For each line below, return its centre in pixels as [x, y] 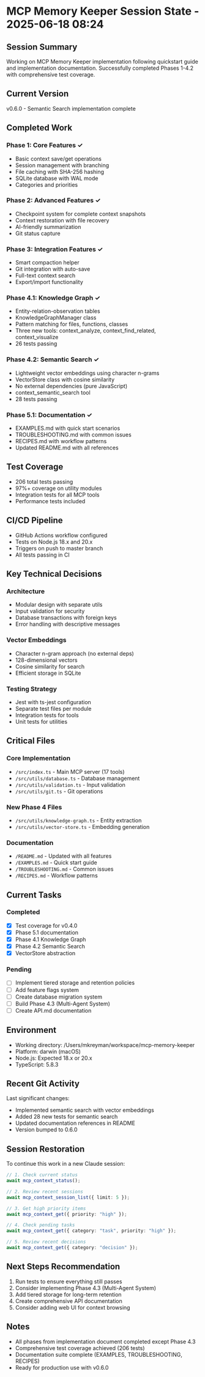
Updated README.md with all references [67, 448]
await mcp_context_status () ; [43, 1181]
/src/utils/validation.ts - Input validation [70, 784]
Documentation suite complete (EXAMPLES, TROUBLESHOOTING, [99, 1354]
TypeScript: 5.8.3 [37, 1064]
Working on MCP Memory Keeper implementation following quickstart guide [102, 62]
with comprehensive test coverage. [51, 74]
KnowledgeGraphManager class [56, 318]
